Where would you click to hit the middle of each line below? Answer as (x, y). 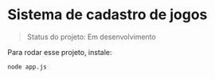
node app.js (27, 67)
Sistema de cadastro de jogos (107, 15)
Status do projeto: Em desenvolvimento (91, 37)
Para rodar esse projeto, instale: (60, 52)
